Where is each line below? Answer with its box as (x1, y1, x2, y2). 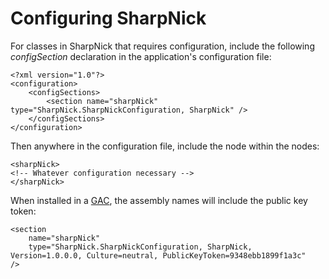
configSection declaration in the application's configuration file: (10, 50, 272, 62)
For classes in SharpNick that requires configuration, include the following (10, 40, 315, 52)
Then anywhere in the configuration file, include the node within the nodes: (10, 140, 320, 152)
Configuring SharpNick (10, 7, 207, 30)
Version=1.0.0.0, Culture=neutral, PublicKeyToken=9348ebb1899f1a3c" (10, 250, 307, 261)
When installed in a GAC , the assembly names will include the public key (10, 194, 308, 206)
